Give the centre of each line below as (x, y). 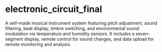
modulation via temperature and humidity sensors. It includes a (70, 33)
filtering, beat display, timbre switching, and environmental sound (72, 28)
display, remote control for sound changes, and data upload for (89, 39)
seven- (143, 33)
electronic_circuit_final (54, 9)
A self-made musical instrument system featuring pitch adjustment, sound (81, 23)
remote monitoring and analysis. (38, 44)
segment (14, 39)
